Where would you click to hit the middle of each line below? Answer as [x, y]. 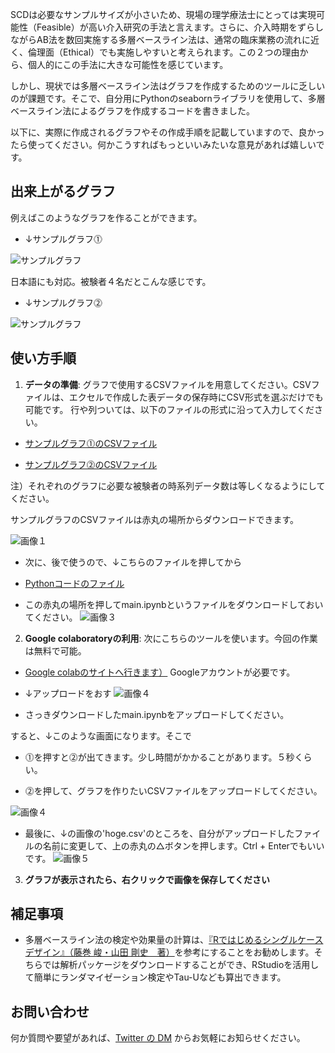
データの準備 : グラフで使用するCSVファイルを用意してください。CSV [168, 384]
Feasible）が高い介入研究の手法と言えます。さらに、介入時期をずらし [180, 27]
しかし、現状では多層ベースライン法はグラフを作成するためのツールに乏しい [168, 86]
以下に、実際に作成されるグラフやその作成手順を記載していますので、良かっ [167, 132]
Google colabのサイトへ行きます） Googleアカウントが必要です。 [160, 672]
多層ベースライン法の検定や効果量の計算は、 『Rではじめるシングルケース [174, 940]
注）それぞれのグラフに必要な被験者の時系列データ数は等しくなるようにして [168, 485]
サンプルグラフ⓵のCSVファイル [91, 443]
